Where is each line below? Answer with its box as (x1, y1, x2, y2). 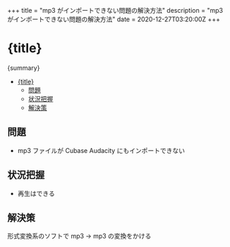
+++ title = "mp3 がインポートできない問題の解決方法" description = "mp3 (7, 6, 224, 14)
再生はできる (17, 189, 55, 197)
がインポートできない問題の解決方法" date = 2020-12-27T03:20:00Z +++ (7, 15, 221, 23)
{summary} (7, 63, 40, 72)
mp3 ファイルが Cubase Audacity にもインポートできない (17, 146, 186, 154)
